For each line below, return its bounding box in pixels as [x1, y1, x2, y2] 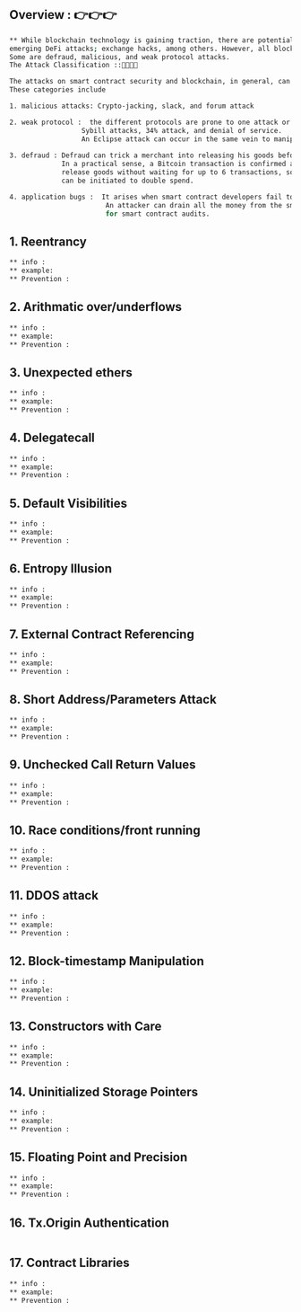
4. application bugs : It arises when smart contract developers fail [9, 192, 282, 201]
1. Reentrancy [9, 234, 87, 249]
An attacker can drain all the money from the [105, 200, 282, 209]
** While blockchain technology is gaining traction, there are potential [9, 35, 295, 45]
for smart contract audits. [105, 209, 211, 218]
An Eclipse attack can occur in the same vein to [81, 134, 271, 144]
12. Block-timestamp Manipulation [9, 953, 204, 969]
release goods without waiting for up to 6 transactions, [61, 168, 282, 177]
